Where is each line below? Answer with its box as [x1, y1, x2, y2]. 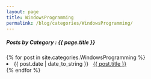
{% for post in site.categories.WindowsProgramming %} [6, 54, 146, 61]
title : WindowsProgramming [6, 14, 74, 21]
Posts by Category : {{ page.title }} [6, 39, 95, 46]
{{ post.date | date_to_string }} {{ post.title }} [14, 60, 127, 68]
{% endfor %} [6, 67, 41, 74]
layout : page [6, 8, 39, 15]
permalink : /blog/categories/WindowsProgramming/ [6, 20, 134, 26]
